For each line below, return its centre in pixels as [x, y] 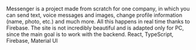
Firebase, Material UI [32, 41]
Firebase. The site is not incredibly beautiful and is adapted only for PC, [95, 28]
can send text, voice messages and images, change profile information [94, 15]
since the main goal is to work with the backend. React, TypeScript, [90, 34]
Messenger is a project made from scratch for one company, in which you [98, 9]
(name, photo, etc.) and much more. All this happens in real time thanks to [98, 21]
